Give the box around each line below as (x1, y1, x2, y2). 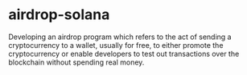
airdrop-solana (8, 6, 110, 24)
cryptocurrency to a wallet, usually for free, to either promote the (8, 40, 224, 49)
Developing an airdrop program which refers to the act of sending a (8, 32, 232, 41)
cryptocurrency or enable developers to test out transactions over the (8, 49, 240, 58)
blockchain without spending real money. (8, 57, 145, 67)
